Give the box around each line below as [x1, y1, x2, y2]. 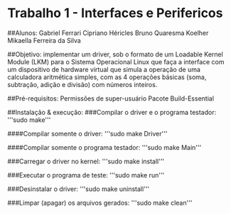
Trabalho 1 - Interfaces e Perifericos [7, 5, 223, 21]
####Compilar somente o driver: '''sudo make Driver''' [7, 129, 168, 138]
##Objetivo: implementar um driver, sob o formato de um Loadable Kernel [7, 50, 224, 58]
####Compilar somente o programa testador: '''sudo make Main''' [7, 143, 202, 151]
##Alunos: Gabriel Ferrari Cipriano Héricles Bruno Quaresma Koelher [7, 29, 209, 37]
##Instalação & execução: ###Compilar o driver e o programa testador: [7, 108, 217, 116]
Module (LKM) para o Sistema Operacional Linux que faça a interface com [7, 57, 225, 66]
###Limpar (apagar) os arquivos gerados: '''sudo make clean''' [7, 198, 193, 207]
